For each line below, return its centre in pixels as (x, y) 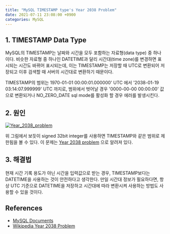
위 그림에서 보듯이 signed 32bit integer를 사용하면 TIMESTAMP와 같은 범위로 (82, 136)
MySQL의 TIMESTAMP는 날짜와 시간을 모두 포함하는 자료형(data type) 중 (79, 53)
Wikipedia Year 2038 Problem (44, 226)
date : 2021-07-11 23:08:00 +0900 (41, 15)
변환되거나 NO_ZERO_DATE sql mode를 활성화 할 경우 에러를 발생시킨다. (87, 95)
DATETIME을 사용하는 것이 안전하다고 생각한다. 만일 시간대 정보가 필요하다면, (82, 179)
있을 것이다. (31, 192)
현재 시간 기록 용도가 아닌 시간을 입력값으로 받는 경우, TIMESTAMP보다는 (78, 173)
